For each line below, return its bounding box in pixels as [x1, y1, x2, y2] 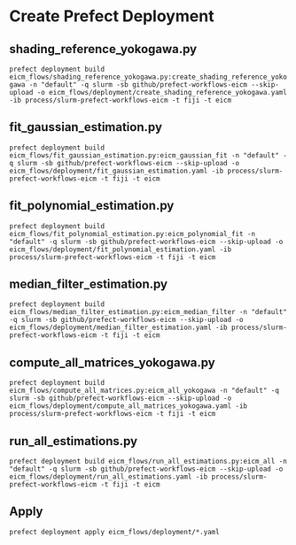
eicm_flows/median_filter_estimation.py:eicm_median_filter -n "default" [9, 308, 288, 317]
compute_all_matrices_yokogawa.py [9, 355, 215, 370]
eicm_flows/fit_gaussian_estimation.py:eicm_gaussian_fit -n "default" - [9, 150, 288, 160]
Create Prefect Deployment [9, 6, 214, 27]
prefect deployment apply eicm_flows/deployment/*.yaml [9, 527, 220, 536]
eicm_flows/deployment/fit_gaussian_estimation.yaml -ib [9, 166, 224, 175]
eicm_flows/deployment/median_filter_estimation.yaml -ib [9, 323, 228, 333]
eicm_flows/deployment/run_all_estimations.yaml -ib [9, 472, 208, 481]
